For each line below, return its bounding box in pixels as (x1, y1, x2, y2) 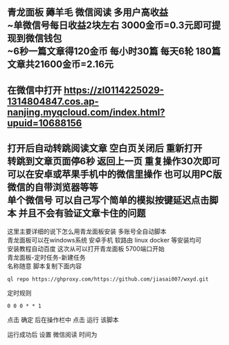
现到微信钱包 (7, 33, 62, 44)
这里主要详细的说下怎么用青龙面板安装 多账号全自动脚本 (7, 227, 167, 236)
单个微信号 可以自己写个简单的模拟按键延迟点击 (7, 195, 210, 206)
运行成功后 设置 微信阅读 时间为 (7, 330, 98, 338)
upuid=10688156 (7, 117, 82, 129)
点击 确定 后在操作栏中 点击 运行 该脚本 (7, 315, 119, 324)
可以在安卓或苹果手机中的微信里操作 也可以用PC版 (7, 168, 223, 180)
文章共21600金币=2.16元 (7, 58, 114, 71)
